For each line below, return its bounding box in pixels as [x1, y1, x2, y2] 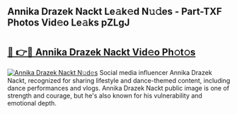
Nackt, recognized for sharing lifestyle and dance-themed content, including [7, 76, 231, 84]
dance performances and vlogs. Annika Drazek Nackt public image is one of [7, 84, 230, 92]
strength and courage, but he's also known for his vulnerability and [7, 91, 203, 100]
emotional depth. [7, 99, 57, 107]
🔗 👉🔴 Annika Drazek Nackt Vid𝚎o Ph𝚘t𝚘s [7, 46, 196, 58]
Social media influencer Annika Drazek [99, 69, 212, 76]
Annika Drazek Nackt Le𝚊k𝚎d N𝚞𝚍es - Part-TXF [7, 6, 223, 18]
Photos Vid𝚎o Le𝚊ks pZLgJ [7, 17, 130, 29]
